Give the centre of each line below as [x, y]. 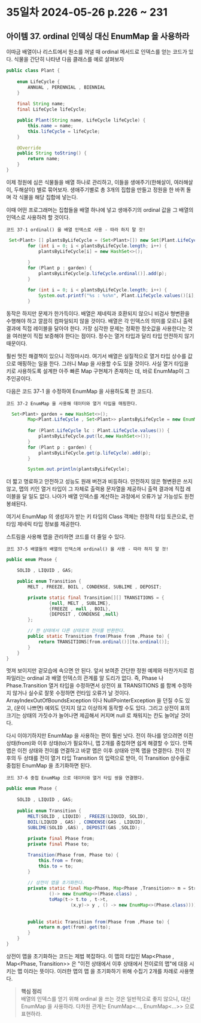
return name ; [44, 159]
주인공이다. [19, 378]
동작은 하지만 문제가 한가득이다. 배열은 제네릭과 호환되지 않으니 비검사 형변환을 [98, 313]
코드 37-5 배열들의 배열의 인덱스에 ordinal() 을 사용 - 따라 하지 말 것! [87, 549]
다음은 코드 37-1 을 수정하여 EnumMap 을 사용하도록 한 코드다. [80, 391]
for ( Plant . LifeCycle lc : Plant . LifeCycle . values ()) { [99, 431]
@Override [29, 148]
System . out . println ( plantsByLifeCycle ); [79, 469]
